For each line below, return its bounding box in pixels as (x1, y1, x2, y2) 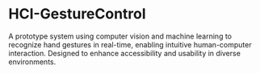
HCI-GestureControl (8, 5, 147, 23)
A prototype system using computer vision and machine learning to (8, 31, 233, 41)
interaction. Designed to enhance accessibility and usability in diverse (8, 48, 241, 58)
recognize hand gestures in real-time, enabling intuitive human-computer (8, 39, 252, 49)
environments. (8, 57, 57, 67)
